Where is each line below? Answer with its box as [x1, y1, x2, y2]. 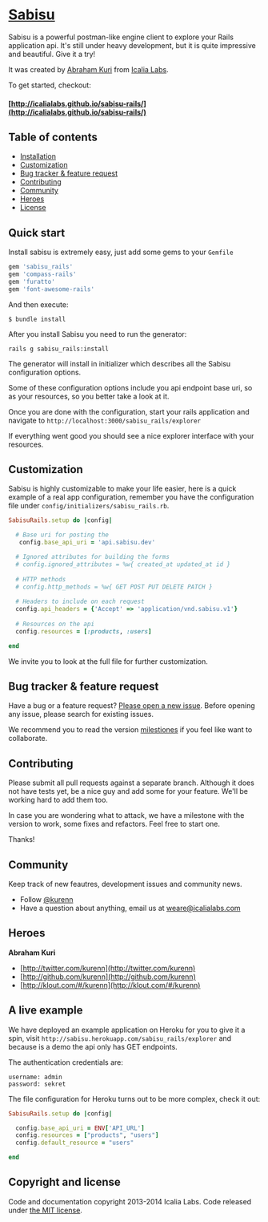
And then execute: [8, 299, 69, 310]
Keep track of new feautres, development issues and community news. [8, 880, 242, 889]
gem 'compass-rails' [8, 270, 78, 278]
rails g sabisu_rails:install [8, 345, 110, 353]
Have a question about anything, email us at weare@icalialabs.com [19, 904, 242, 913]
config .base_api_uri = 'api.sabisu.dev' [18, 539, 156, 547]
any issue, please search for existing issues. [8, 710, 154, 719]
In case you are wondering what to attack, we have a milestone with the [8, 811, 245, 820]
